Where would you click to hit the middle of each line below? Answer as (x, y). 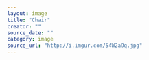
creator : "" (24, 26)
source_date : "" (30, 33)
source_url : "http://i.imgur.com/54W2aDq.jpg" (75, 46)
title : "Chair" (29, 20)
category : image (30, 39)
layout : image (27, 13)
